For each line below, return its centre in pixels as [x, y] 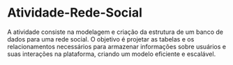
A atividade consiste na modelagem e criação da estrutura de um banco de [115, 32]
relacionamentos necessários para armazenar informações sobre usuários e [117, 46]
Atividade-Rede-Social [75, 13]
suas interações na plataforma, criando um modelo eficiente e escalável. [112, 54]
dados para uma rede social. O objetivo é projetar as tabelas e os [101, 39]
